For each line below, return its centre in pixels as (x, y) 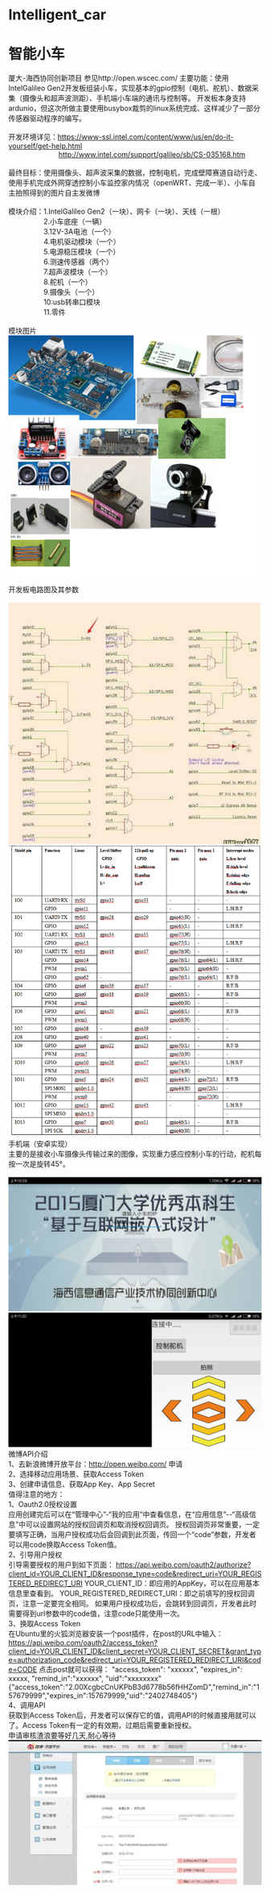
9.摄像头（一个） (72, 292)
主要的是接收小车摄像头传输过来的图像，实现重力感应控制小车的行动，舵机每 (135, 1154)
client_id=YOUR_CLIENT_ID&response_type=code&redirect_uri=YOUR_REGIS (135, 1574)
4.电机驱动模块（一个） (82, 242)
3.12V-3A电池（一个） (80, 232)
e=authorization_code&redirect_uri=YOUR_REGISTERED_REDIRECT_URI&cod (135, 1660)
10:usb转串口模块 (72, 302)
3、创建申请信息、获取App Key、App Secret (82, 1485)
